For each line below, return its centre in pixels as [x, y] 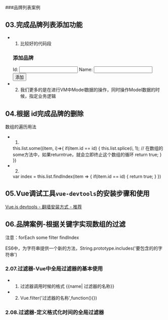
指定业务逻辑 [43, 96]
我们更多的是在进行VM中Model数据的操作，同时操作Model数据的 [88, 90]
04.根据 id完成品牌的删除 [45, 114]
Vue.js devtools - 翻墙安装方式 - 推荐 [44, 207]
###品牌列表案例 [23, 7]
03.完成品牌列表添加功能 [44, 25]
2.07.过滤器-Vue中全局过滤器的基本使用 [54, 269]
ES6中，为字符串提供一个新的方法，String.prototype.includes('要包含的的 [82, 248]
